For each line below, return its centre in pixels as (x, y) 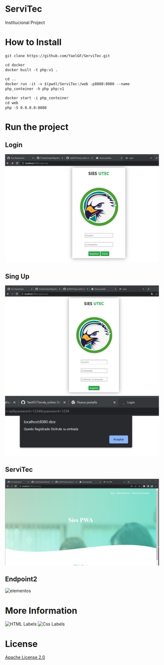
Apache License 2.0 (25, 657)
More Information (41, 611)
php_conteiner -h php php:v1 (35, 89)
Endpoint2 (21, 579)
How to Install (33, 42)
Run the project (37, 127)
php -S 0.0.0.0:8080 (26, 108)
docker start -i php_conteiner (37, 98)
